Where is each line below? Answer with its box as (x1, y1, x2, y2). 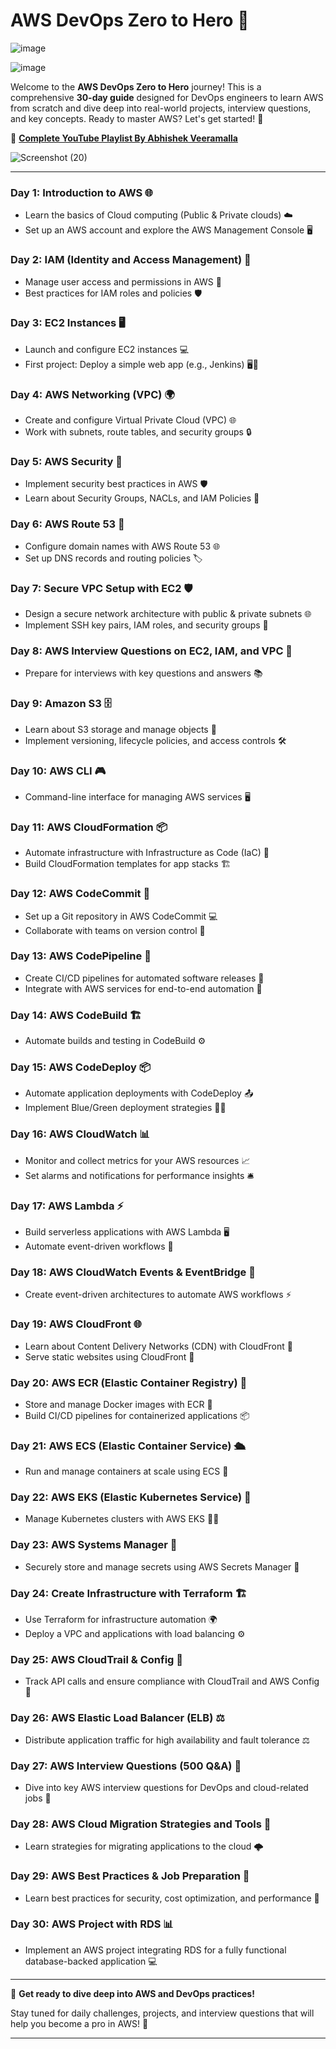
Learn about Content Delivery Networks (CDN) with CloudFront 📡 (24, 1340, 293, 1352)
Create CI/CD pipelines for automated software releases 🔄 (24, 972, 265, 984)
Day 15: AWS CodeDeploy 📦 (10, 1060, 151, 1074)
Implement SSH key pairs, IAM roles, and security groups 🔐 (24, 619, 269, 631)
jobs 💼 (24, 1792, 52, 1804)
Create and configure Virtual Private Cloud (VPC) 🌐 (24, 414, 237, 426)
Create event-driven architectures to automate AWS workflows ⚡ (24, 1289, 292, 1301)
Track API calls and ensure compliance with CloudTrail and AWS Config (24, 1675, 320, 1688)
